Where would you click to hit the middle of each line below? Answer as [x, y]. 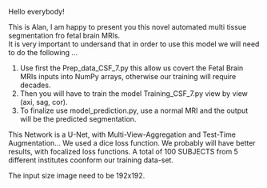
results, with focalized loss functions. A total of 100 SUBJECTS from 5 [123, 152]
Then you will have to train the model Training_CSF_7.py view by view [133, 94]
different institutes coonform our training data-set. [91, 160]
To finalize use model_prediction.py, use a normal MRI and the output [134, 110]
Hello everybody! [37, 12]
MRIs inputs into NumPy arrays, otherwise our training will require [128, 76]
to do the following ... [43, 52]
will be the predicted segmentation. [78, 119]
